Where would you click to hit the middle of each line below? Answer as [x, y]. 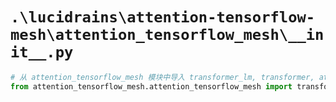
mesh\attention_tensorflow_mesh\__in [167, 35]
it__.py [42, 52]
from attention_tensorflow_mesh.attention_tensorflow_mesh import [151, 86]
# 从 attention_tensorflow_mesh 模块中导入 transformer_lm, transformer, [162, 77]
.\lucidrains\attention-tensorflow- [163, 17]
